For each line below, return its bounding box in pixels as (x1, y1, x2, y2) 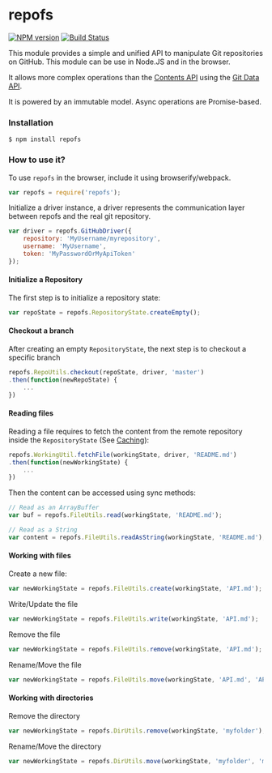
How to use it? (8, 154, 66, 165)
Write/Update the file (8, 599, 79, 609)
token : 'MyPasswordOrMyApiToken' (23, 250, 136, 258)
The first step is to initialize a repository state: (8, 293, 160, 302)
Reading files (8, 408, 54, 418)
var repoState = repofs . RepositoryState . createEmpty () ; (8, 308, 201, 317)
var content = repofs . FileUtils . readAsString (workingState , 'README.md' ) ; (8, 533, 266, 541)
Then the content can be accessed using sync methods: (8, 488, 197, 498)
